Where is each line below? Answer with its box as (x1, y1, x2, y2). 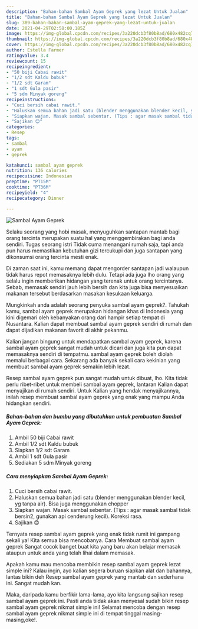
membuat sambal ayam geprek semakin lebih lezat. (6, 363, 131, 370)
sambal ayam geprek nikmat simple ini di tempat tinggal (6, 610, 141, 617)
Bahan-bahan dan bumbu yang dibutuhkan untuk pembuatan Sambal (6, 413, 181, 420)
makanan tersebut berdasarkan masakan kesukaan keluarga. (6, 290, 154, 297)
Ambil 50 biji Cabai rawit (14, 434, 74, 441)
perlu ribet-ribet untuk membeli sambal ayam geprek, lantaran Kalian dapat (6, 381, 189, 388)
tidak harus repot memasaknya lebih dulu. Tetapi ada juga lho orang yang (6, 271, 184, 278)
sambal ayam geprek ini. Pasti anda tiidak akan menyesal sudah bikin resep (6, 598, 189, 605)
